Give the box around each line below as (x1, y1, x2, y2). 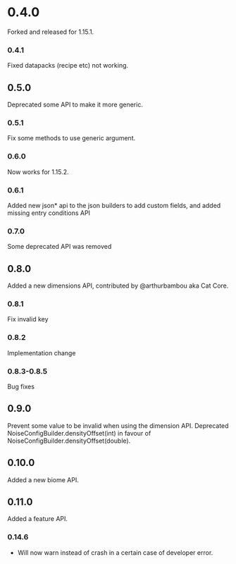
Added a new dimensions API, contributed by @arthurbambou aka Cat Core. (7, 281, 229, 290)
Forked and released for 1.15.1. (7, 27, 94, 36)
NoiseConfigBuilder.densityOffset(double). (7, 436, 131, 445)
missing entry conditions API (7, 209, 90, 217)
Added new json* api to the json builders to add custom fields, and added (7, 201, 221, 209)
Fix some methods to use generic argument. (7, 134, 136, 142)
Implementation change (7, 348, 76, 357)
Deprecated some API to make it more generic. (7, 100, 143, 109)
